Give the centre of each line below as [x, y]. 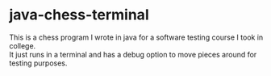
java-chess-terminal [79, 15]
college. [23, 45]
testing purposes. [38, 63]
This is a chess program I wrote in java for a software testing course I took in [136, 37]
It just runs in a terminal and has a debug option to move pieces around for [133, 54]
